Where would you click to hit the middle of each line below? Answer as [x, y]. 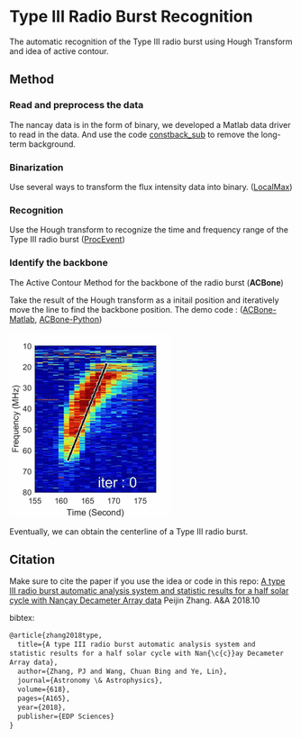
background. [52, 144]
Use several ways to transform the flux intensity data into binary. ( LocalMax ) [151, 187]
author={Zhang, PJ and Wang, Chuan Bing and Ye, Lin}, [123, 672]
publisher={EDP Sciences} [66, 717]
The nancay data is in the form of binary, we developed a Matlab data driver [150, 124]
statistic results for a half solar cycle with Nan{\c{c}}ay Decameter [146, 654]
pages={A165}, [44, 699]
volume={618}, [44, 690]
